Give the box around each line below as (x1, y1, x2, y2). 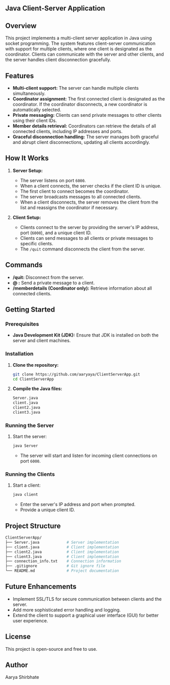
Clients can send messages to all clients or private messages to (20, 235, 153, 241)
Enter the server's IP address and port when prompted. (20, 501, 135, 508)
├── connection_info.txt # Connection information (5, 559, 122, 564)
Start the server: (12, 434, 47, 440)
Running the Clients (5, 470, 55, 477)
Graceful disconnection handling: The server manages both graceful (12, 134, 159, 140)
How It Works (5, 154, 49, 163)
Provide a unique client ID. (20, 507, 75, 513)
